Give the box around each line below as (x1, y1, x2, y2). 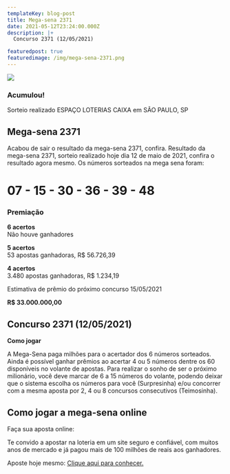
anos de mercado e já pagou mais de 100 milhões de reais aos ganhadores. (7, 446, 222, 454)
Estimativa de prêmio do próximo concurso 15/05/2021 (7, 285, 162, 293)
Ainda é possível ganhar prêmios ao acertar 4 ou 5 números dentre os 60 (7, 358, 216, 366)
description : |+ (7, 29, 54, 37)
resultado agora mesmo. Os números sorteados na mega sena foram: (7, 158, 205, 167)
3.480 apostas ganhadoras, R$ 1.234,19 (7, 271, 119, 280)
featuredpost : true (7, 48, 63, 55)
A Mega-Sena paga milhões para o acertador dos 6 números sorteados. (7, 350, 211, 358)
